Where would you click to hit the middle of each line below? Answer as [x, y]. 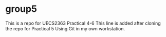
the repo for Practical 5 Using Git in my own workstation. [65, 28]
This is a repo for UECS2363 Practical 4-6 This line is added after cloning [83, 23]
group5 [21, 9]
